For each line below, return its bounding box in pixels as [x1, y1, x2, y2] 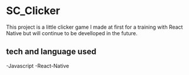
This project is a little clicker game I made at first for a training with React [6, 23, 183, 30]
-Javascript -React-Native [6, 62, 69, 69]
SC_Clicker [6, 4, 61, 18]
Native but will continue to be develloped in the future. [6, 29, 138, 36]
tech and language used [6, 47, 97, 57]
